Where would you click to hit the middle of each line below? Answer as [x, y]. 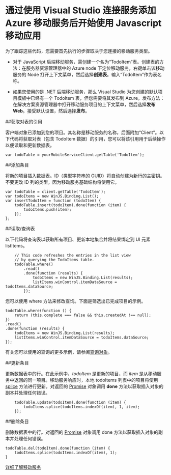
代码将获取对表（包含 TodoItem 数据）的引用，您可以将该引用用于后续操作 [88, 138]
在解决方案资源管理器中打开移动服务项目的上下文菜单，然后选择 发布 [84, 104]
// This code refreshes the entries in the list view [73, 255]
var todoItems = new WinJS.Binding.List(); [52, 196]
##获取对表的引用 [24, 121]
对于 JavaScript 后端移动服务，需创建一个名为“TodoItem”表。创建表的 [86, 62]
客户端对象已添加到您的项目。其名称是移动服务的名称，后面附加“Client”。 [82, 132]
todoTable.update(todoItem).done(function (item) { [70, 402]
